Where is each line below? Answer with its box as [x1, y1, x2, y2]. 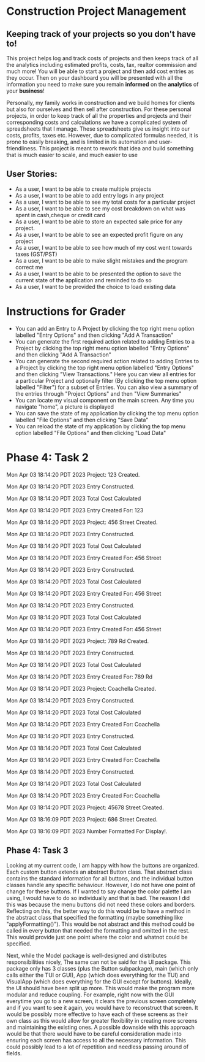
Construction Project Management [6, 4, 187, 18]
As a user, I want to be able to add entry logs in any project [15, 191, 164, 199]
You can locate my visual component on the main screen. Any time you [15, 396, 195, 404]
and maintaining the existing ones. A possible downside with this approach [6, 1023, 195, 1031]
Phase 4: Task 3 [6, 845, 69, 856]
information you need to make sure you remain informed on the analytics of [6, 81, 199, 88]
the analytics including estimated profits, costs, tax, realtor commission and [6, 61, 197, 68]
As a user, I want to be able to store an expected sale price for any [15, 218, 182, 225]
